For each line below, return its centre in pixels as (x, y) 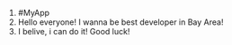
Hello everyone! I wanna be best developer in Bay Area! (120, 22)
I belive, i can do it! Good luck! (74, 31)
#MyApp (34, 13)
